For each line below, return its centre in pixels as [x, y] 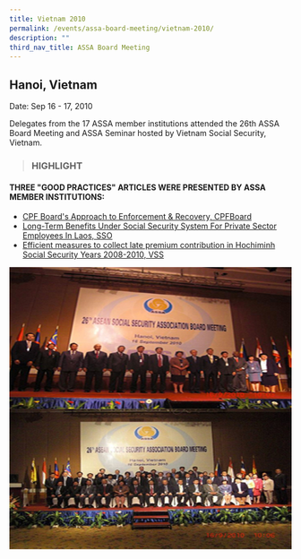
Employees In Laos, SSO [67, 236]
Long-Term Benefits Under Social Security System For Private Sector [150, 226]
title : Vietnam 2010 [48, 19]
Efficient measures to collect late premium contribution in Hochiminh [149, 245]
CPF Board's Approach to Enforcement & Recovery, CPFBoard [137, 217]
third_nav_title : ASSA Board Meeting [80, 47]
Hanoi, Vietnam [53, 85]
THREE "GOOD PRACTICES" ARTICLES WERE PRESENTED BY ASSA [138, 187]
